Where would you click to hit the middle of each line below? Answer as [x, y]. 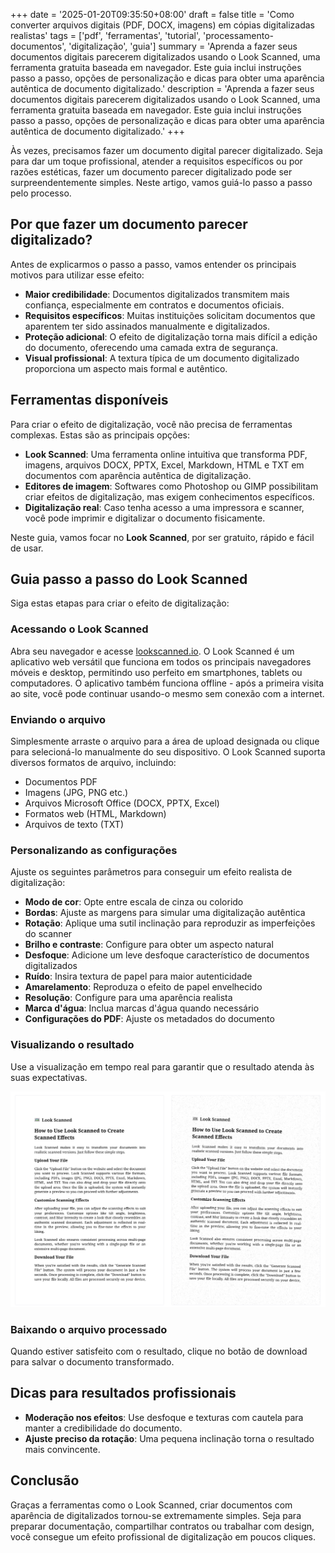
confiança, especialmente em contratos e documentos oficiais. [154, 305]
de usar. [27, 548]
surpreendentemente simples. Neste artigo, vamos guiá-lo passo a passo [161, 182]
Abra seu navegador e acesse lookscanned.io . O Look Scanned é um [152, 651]
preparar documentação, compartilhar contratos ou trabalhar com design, [162, 1526]
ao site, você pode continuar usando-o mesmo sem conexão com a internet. [167, 693]
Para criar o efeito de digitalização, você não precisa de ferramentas [151, 424]
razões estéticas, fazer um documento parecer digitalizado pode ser [151, 172]
